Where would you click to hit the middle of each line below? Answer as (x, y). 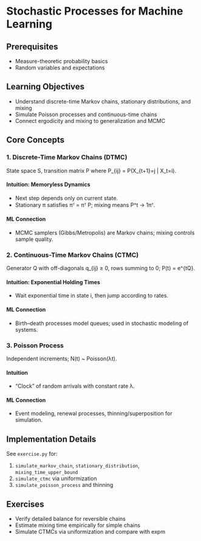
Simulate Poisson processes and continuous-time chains (86, 114)
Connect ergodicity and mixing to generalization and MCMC (90, 120)
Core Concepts (36, 140)
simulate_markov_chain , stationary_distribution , (77, 466)
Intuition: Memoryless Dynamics (48, 184)
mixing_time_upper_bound (46, 473)
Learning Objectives (46, 87)
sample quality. (34, 239)
